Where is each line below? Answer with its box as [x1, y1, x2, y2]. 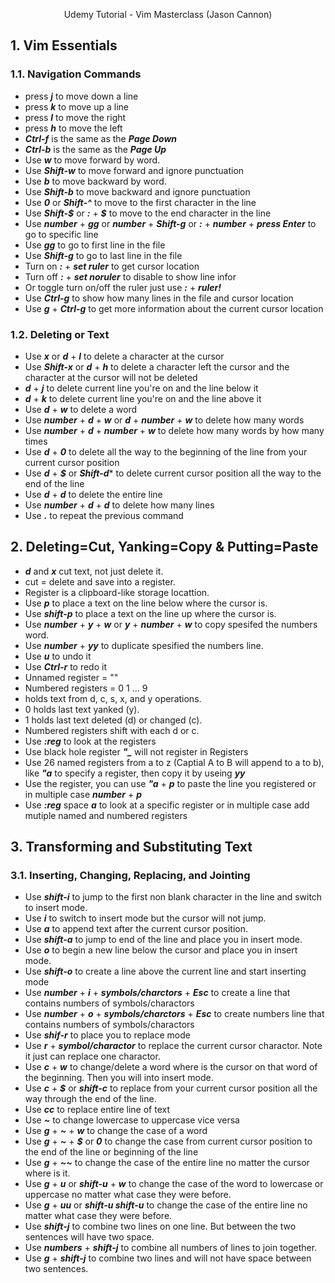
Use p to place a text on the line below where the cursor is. [24, 597, 268, 609]
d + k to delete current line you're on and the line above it [24, 392, 262, 404]
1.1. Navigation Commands [10, 67, 142, 81]
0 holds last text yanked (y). [24, 703, 140, 715]
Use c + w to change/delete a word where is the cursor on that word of [24, 1061, 318, 1073]
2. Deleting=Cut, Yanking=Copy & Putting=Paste [10, 539, 319, 556]
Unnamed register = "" [24, 671, 119, 683]
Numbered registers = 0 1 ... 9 [24, 682, 148, 694]
